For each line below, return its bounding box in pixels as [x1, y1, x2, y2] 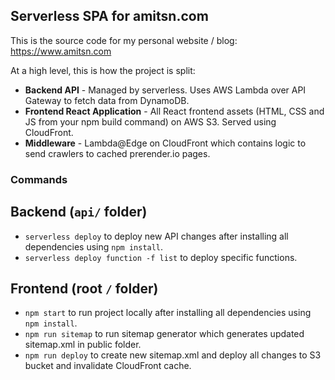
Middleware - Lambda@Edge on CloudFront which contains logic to [24, 137, 307, 149]
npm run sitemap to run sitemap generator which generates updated [24, 328, 305, 340]
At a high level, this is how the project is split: [10, 64, 196, 76]
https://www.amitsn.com [10, 45, 112, 57]
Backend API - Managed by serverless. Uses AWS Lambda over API [24, 84, 307, 96]
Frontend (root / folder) [10, 280, 159, 297]
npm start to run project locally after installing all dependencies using [24, 307, 312, 319]
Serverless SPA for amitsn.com [10, 8, 209, 25]
